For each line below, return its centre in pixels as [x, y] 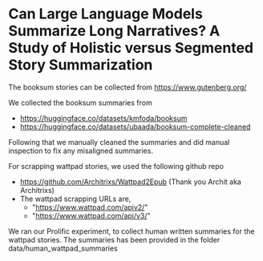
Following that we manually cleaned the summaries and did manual [119, 142]
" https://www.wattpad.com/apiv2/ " [90, 207]
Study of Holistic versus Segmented [131, 48]
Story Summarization [81, 65]
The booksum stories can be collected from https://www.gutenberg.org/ [127, 87]
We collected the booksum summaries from [80, 102]
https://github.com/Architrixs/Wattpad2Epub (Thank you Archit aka [131, 182]
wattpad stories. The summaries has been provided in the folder [114, 239]
